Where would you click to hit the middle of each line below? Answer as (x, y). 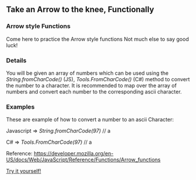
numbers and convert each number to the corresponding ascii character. (94, 91)
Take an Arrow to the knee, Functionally (80, 10)
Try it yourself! (24, 171)
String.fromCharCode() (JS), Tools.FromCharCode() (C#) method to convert (98, 79)
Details (16, 60)
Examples (21, 106)
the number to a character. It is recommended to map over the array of (92, 85)
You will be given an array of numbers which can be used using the (87, 73)
